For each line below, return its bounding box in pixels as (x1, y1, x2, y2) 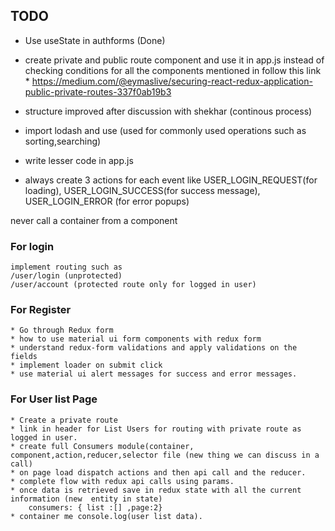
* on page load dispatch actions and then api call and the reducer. (10, 467, 307, 478)
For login (10, 239, 55, 253)
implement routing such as (10, 262, 123, 273)
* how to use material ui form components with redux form (10, 334, 262, 344)
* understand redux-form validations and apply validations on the (10, 343, 298, 353)
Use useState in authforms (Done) (24, 34, 166, 46)
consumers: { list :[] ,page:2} (28, 502, 163, 513)
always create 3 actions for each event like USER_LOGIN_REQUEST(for (24, 174, 318, 186)
